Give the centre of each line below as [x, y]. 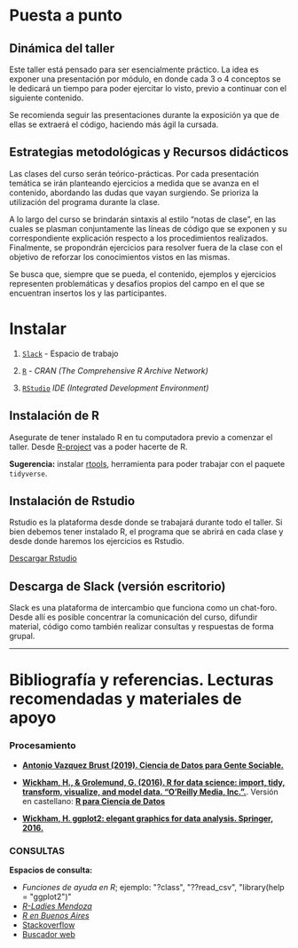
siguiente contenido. [47, 98]
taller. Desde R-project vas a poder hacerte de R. [98, 446]
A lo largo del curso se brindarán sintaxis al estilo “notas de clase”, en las [143, 219]
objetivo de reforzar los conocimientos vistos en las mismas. [120, 257]
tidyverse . [28, 473]
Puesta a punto [66, 16]
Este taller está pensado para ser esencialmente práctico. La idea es [134, 69]
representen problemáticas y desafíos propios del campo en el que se [137, 283]
